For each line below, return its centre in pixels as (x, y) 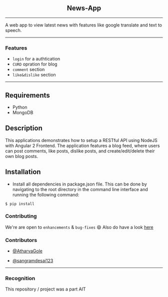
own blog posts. (22, 156)
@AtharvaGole (27, 251)
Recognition (20, 278)
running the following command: (46, 194)
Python (20, 107)
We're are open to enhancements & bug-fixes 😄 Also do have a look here (79, 227)
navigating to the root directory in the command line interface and (80, 189)
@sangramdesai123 (33, 261)
